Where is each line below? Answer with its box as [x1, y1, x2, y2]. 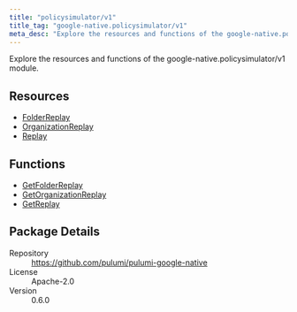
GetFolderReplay [21, 180, 84, 190]
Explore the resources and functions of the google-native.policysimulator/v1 [9, 54, 286, 65]
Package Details [9, 224, 100, 240]
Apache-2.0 [31, 276, 75, 286]
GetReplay [21, 199, 60, 209]
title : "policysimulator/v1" [9, 12, 117, 22]
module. [9, 63, 40, 73]
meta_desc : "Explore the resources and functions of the [9, 29, 224, 38]
